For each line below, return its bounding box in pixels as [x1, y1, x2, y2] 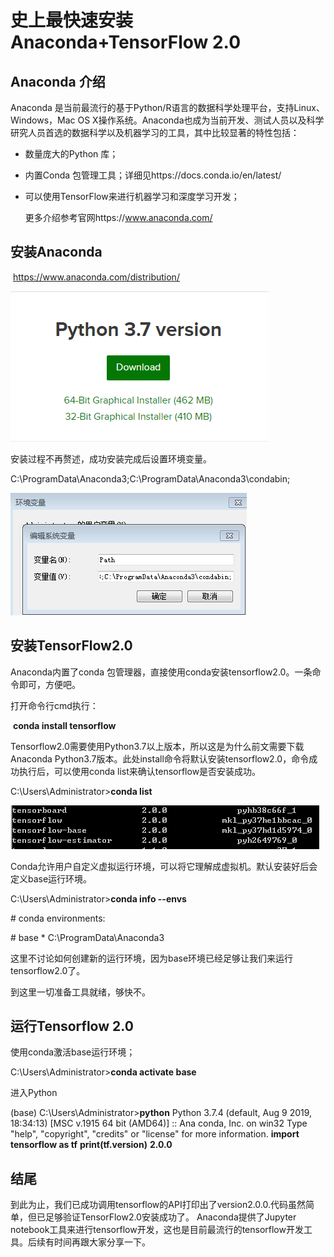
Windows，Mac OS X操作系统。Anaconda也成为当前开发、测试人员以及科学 [10, 114, 325, 126]
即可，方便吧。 [18, 678, 81, 690]
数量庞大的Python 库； [24, 148, 119, 160]
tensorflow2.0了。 [10, 964, 86, 976]
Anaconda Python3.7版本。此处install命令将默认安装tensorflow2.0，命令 [10, 752, 310, 765]
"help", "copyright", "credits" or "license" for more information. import [10, 1128, 300, 1140]
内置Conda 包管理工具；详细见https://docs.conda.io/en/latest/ [24, 169, 282, 181]
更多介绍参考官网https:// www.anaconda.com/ [24, 212, 213, 223]
